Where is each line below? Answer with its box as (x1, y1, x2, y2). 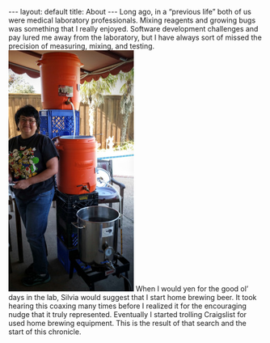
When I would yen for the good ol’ (135, 284, 249, 294)
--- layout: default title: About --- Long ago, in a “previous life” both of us (8, 7, 252, 16)
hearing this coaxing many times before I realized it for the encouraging (8, 301, 247, 311)
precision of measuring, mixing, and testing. (8, 41, 155, 51)
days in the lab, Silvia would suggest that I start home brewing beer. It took (8, 293, 257, 302)
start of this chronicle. (8, 327, 82, 337)
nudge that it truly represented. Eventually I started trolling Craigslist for (8, 310, 247, 319)
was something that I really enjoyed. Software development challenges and (8, 24, 259, 33)
